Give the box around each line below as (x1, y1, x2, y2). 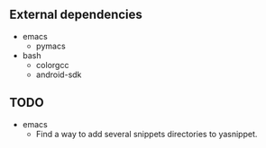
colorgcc (35, 59, 69, 70)
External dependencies (9, 7, 142, 22)
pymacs (35, 40, 66, 51)
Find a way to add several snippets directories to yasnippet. (35, 128, 258, 139)
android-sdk (35, 69, 82, 80)
